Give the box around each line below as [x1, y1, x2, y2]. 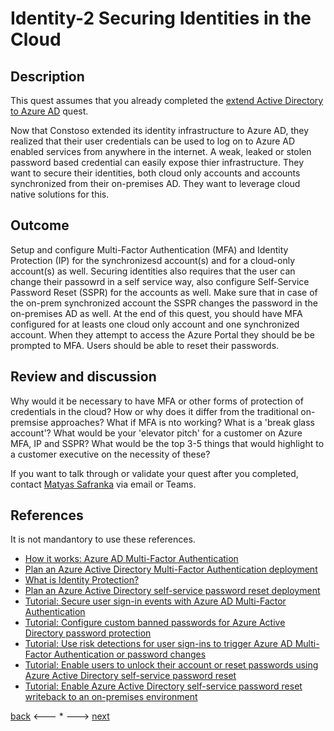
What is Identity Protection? [24, 574, 140, 586]
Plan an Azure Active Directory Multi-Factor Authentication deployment [24, 563, 318, 576]
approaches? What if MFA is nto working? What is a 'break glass [50, 416, 315, 428]
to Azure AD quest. [10, 105, 89, 117]
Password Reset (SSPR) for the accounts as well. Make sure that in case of [10, 286, 318, 298]
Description [10, 68, 85, 85]
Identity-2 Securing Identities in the [10, 7, 312, 30]
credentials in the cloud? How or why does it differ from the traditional [10, 405, 299, 417]
